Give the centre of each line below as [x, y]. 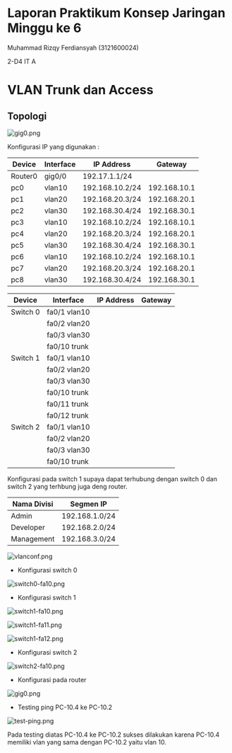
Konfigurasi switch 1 [47, 597]
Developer [28, 527]
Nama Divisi [33, 504]
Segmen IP [88, 504]
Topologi [27, 116]
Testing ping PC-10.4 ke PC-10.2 [65, 707]
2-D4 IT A [22, 61]
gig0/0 [55, 176]
